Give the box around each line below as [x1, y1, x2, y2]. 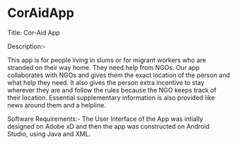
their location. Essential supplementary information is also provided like [7, 93, 215, 102]
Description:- [7, 42, 46, 50]
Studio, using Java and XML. [7, 129, 91, 138]
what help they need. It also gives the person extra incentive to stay [7, 78, 205, 86]
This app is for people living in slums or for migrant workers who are [7, 55, 207, 64]
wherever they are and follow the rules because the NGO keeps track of [7, 86, 217, 94]
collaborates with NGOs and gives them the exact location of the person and [7, 71, 231, 79]
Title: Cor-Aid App [7, 28, 60, 37]
